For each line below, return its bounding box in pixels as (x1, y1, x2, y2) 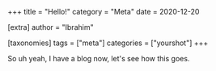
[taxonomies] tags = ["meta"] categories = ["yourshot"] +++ (7, 38, 209, 48)
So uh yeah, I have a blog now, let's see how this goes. (7, 54, 190, 63)
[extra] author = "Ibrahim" (7, 23, 94, 31)
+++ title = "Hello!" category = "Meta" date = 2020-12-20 (7, 7, 200, 16)
